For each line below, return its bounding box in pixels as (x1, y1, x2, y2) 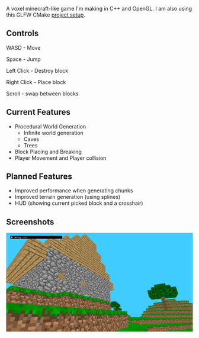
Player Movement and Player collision (14, 154, 107, 162)
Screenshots (6, 217, 54, 227)
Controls (6, 28, 39, 38)
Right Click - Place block (6, 78, 66, 85)
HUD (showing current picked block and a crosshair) (14, 199, 143, 207)
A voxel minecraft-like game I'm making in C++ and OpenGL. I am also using (6, 5, 192, 12)
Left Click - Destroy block (6, 67, 69, 74)
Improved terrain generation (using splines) (14, 194, 121, 201)
